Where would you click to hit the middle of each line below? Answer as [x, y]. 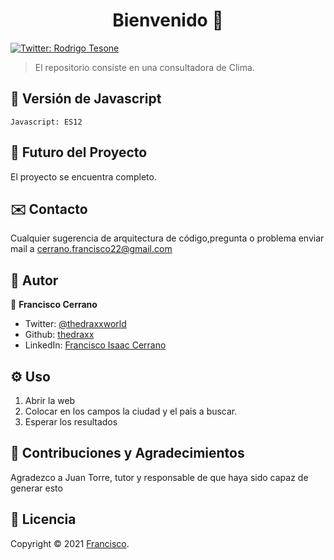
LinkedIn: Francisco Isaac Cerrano [95, 345]
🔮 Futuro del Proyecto [79, 152]
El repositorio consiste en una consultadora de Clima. [144, 67]
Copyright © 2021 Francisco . [70, 543]
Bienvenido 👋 [168, 20]
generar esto [36, 488]
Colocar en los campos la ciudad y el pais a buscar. [131, 411]
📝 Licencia [43, 519]
